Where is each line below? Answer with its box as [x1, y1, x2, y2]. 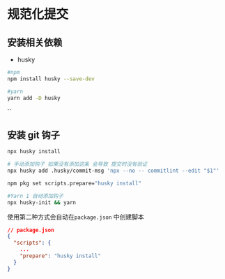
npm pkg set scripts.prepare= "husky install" [7, 180, 141, 187]
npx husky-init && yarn [7, 199, 77, 206]
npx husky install [7, 148, 61, 155]
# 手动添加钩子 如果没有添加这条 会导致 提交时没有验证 [7, 161, 148, 168]
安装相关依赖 [7, 36, 63, 48]
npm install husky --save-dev [7, 75, 95, 83]
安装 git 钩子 [7, 129, 61, 141]
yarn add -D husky [7, 94, 61, 101]
